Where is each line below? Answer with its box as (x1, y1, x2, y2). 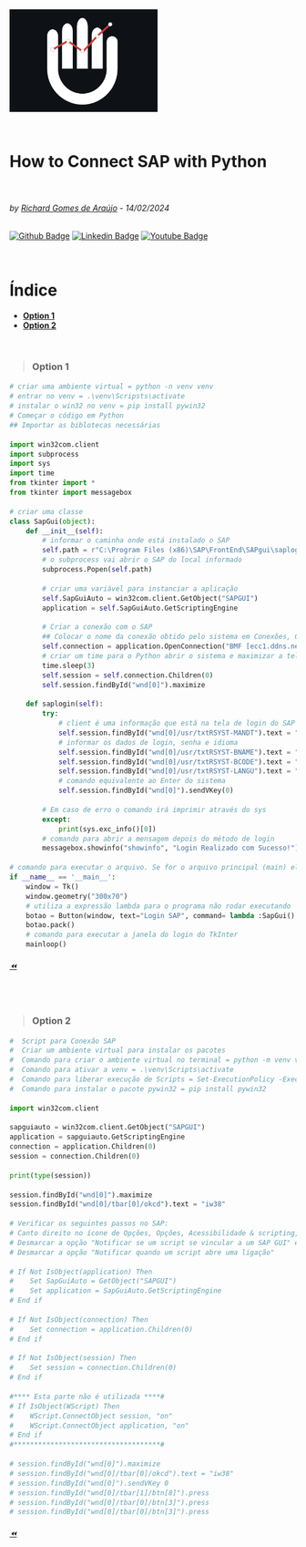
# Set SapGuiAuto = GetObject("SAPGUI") (9, 1276, 178, 1286)
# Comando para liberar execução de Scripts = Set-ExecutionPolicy (9, 1075, 275, 1084)
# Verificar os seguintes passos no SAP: (9, 1219, 169, 1229)
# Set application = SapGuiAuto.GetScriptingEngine (9, 1286, 222, 1295)
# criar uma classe (9, 507, 84, 516)
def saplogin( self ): (25, 699, 104, 709)
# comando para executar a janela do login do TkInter (25, 930, 239, 940)
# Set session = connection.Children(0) (9, 1363, 178, 1373)
